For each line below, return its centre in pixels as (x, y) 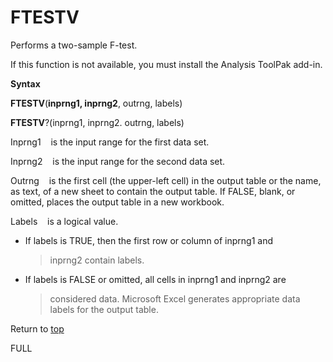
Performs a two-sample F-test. (74, 45)
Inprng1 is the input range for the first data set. (110, 142)
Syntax (25, 83)
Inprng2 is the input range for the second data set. (118, 161)
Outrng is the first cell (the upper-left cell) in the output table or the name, (166, 180)
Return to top (37, 328)
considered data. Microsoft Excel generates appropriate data (175, 298)
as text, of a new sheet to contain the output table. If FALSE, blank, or (153, 191)
